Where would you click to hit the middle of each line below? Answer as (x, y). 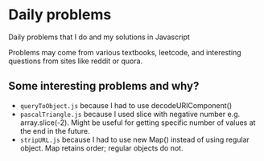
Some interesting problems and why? (104, 86)
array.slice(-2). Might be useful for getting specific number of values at (138, 123)
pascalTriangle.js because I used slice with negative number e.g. (130, 114)
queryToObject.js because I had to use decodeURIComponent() (126, 105)
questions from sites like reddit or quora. (76, 61)
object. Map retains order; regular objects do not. (101, 148)
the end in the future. (55, 131)
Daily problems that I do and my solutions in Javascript (99, 37)
